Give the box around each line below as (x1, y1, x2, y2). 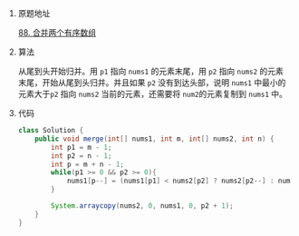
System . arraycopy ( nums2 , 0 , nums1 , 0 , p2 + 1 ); (51, 202, 234, 211)
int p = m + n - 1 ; (51, 160, 125, 169)
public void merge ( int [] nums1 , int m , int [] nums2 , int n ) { (34, 134, 275, 143)
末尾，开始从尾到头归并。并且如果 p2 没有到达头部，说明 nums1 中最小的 (17, 77, 286, 88)
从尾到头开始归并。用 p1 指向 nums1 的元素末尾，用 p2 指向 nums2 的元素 (17, 66, 284, 76)
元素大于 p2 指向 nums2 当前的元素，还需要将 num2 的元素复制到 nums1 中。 (17, 89, 287, 99)
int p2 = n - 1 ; (51, 151, 112, 161)
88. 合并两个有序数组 (17, 27, 97, 38)
